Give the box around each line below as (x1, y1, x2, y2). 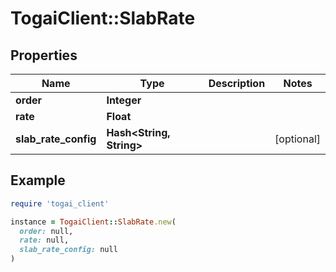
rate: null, (19, 235, 70, 246)
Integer (106, 93, 142, 107)
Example (10, 172, 66, 189)
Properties (10, 47, 78, 64)
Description (208, 77, 266, 90)
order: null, (19, 226, 74, 236)
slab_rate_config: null (19, 245, 118, 255)
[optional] (274, 132, 321, 146)
